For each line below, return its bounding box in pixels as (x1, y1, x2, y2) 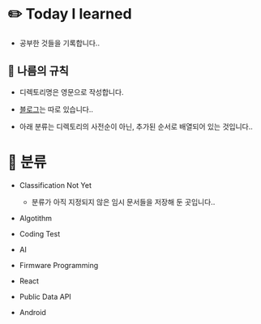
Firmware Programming (19, 260, 99, 270)
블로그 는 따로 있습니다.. (19, 104, 94, 114)
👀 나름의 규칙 (7, 64, 70, 78)
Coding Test (19, 228, 61, 238)
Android (19, 307, 46, 317)
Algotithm (19, 213, 52, 223)
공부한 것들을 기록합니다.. (19, 38, 101, 48)
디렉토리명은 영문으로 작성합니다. (19, 87, 124, 96)
